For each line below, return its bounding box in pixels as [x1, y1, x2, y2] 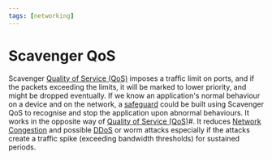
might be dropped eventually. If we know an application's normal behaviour [8, 91, 261, 100]
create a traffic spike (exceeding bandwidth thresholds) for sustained [8, 133, 240, 143]
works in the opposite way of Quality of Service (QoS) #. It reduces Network [8, 116, 261, 126]
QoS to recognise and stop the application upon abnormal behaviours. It [8, 107, 250, 117]
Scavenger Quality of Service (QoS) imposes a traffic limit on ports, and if [8, 74, 254, 83]
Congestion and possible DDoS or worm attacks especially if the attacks [8, 124, 250, 134]
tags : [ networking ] [8, 11, 75, 20]
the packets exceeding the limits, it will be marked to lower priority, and [8, 82, 247, 91]
